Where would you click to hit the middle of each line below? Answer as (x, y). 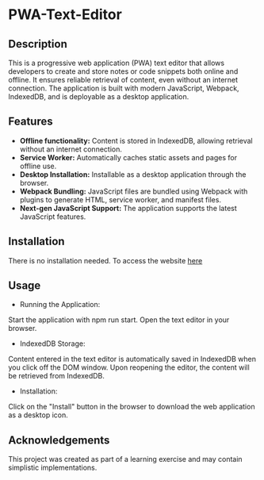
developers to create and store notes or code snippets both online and (123, 71)
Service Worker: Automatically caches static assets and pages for (128, 157)
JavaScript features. (53, 217)
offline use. (38, 166)
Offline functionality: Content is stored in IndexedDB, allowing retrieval (136, 140)
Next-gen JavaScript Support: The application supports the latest (128, 208)
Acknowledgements (59, 440)
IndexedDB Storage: (52, 344)
